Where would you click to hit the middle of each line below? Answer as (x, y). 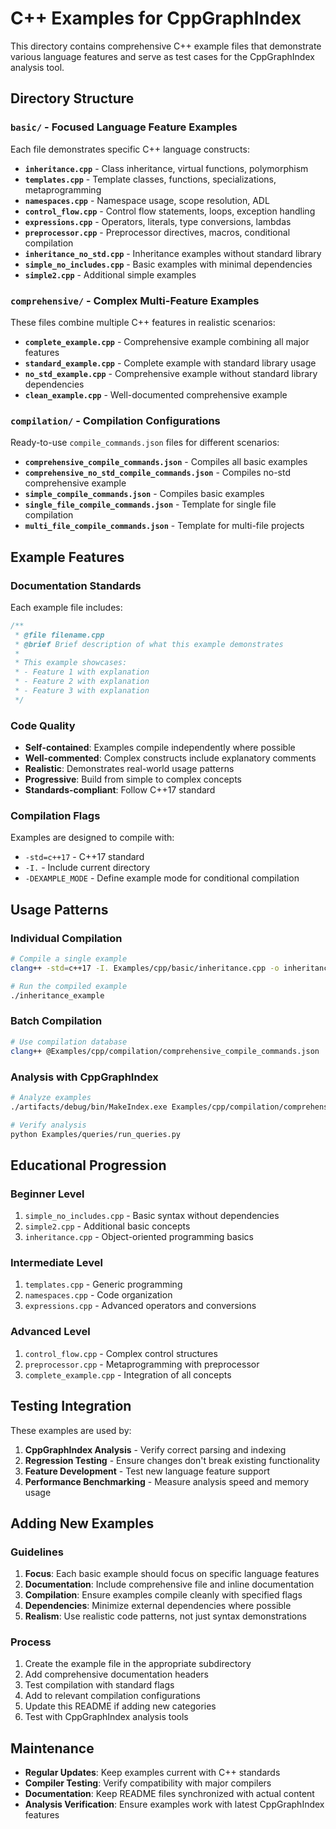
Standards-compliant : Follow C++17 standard (120, 790)
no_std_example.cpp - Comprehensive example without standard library (171, 373)
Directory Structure (72, 98)
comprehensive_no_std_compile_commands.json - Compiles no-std (158, 473)
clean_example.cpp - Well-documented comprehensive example (156, 394)
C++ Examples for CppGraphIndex (156, 18)
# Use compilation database (69, 1042)
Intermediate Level (56, 1263)
